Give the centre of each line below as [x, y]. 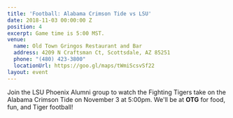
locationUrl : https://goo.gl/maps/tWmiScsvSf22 [84, 66]
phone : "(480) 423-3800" [50, 59]
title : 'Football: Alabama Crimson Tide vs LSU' [79, 14]
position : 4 [24, 27]
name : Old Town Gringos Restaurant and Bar [78, 46]
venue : [17, 40]
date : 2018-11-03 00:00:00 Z [50, 20]
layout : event [28, 72]
